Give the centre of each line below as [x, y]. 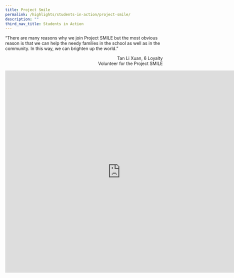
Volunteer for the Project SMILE [130, 63]
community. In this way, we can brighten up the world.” [62, 48]
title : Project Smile [28, 10]
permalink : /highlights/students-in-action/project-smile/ [68, 14]
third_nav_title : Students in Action [44, 24]
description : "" [22, 19]
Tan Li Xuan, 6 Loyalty [140, 58]
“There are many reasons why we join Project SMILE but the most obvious [81, 38]
